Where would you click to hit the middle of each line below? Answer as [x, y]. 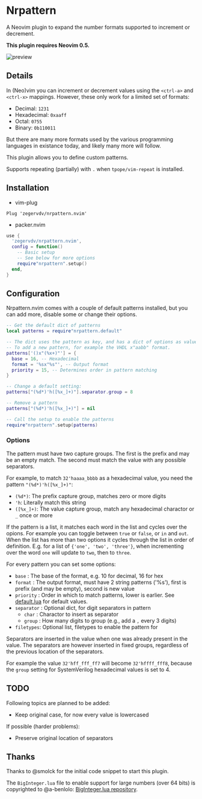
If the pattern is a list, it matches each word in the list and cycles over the [97, 527]
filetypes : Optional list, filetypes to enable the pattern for [86, 627]
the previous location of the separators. [55, 651]
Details [20, 76]
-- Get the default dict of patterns [54, 326]
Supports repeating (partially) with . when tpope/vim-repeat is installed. [95, 169]
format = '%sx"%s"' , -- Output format [60, 364]
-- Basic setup [36, 253]
